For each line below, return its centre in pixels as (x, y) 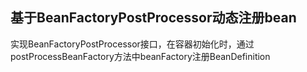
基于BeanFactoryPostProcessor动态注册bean (153, 18)
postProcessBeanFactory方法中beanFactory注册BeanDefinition (140, 56)
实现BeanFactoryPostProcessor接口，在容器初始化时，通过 (132, 44)
